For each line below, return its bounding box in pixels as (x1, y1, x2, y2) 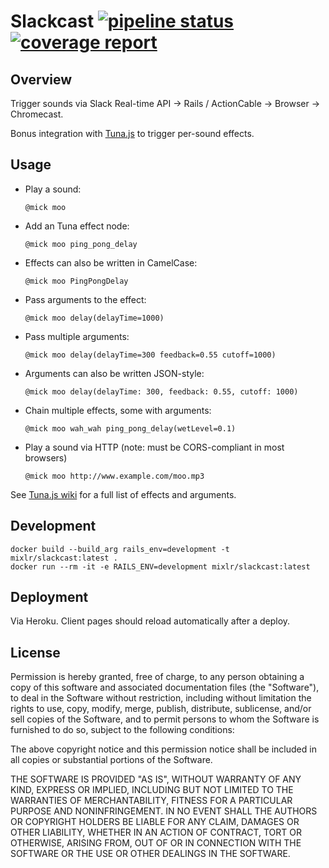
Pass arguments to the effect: (24, 293, 147, 305)
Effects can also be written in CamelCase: (24, 256, 198, 269)
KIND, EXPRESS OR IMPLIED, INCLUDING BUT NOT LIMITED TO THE (10, 784, 294, 796)
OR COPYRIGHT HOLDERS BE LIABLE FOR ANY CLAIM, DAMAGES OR (10, 816, 300, 828)
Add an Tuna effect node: (24, 220, 130, 232)
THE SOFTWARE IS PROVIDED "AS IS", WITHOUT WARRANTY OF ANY (10, 773, 302, 785)
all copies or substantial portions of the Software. (10, 754, 213, 766)
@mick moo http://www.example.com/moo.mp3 (24, 471, 205, 481)
